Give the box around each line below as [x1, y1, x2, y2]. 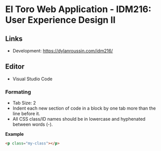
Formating [5, 88, 31, 95]
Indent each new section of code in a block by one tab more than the [12, 105, 156, 112]
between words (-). [12, 121, 53, 127]
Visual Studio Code [12, 76, 53, 82]
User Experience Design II [5, 14, 116, 26]
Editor [5, 62, 25, 71]
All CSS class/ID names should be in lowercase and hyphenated [12, 116, 145, 122]
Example [5, 131, 24, 137]
